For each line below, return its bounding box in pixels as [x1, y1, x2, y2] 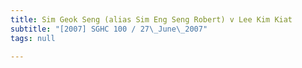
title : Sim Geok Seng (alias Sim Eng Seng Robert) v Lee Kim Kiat [10, 14, 293, 25]
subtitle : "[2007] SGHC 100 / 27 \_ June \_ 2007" [10, 24, 208, 34]
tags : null [10, 33, 56, 43]
